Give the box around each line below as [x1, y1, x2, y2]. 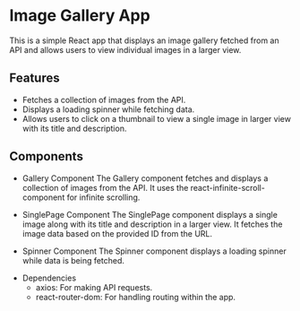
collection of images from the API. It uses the [21, 182, 189, 193]
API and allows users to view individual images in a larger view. [9, 44, 242, 55]
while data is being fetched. [21, 255, 125, 265]
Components [9, 149, 83, 164]
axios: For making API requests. [35, 281, 153, 292]
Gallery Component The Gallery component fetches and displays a [21, 172, 269, 184]
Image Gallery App [9, 5, 150, 26]
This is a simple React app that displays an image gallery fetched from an [9, 35, 279, 46]
